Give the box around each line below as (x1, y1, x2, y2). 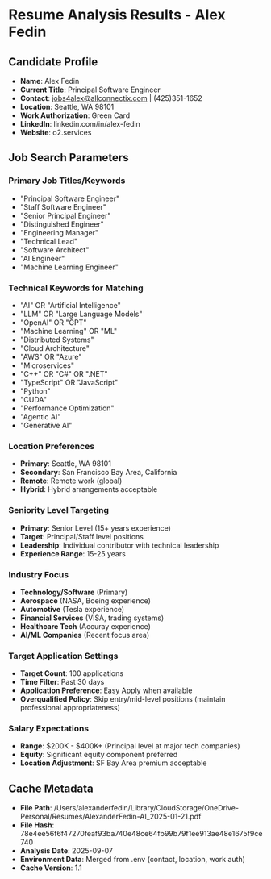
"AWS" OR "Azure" (19, 352, 82, 361)
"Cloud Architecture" (19, 343, 90, 352)
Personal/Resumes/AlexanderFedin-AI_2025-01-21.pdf (19, 812, 202, 822)
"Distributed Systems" (19, 335, 94, 344)
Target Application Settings (8, 650, 119, 661)
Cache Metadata (8, 781, 94, 795)
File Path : (19, 803, 52, 813)
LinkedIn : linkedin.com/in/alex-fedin (19, 119, 141, 128)
